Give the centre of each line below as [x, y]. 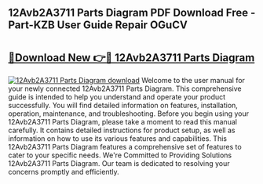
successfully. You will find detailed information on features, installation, [123, 105]
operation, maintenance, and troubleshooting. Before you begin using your [129, 114]
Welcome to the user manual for [193, 80]
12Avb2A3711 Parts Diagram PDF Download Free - [132, 13]
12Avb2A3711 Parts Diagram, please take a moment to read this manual [123, 122]
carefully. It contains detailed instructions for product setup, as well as [122, 130]
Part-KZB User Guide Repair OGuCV [98, 25]
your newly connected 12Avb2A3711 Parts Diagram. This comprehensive [125, 88]
